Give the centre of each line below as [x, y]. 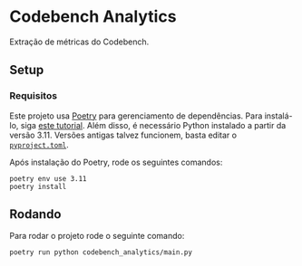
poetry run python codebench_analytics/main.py [101, 252]
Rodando [35, 214]
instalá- [278, 116]
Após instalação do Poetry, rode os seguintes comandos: [116, 162]
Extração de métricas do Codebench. [79, 42]
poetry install [38, 186]
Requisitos [33, 96]
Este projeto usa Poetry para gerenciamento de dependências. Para [136, 116]
